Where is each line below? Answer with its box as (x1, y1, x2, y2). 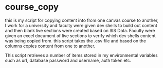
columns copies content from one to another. (5, 43, 96, 49)
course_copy (5, 1, 59, 13)
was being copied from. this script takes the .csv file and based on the (5, 38, 146, 43)
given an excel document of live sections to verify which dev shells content (5, 33, 156, 39)
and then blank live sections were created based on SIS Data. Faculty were (5, 27, 155, 33)
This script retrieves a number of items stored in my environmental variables (5, 52, 158, 58)
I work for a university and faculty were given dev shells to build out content (5, 22, 157, 28)
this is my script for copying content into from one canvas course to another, (5, 17, 159, 23)
